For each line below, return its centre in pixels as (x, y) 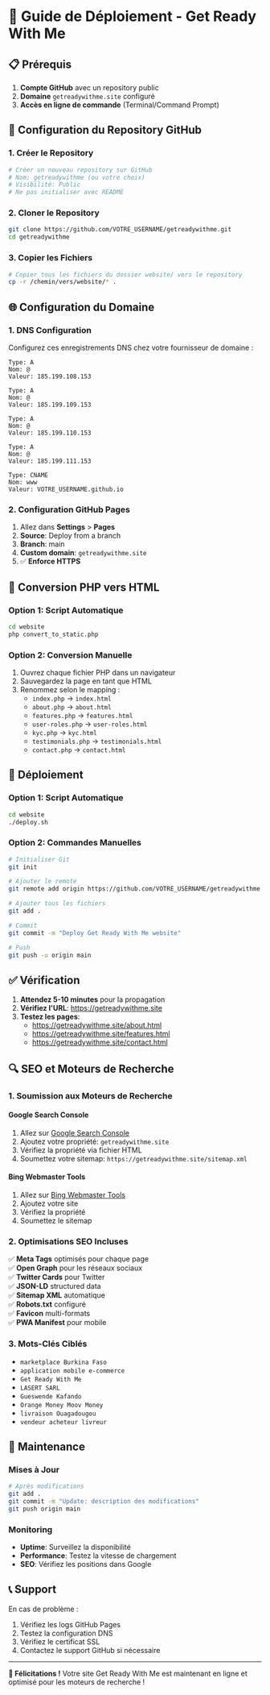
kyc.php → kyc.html (65, 732)
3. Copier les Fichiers (51, 258)
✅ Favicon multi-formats (49, 1314)
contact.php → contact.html (79, 750)
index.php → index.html (72, 698)
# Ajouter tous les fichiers (57, 904)
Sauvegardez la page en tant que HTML (86, 681)
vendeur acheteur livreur (63, 1422)
